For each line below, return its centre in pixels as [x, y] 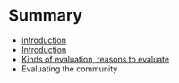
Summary [45, 16]
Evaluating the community [69, 69]
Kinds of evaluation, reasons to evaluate [95, 59]
